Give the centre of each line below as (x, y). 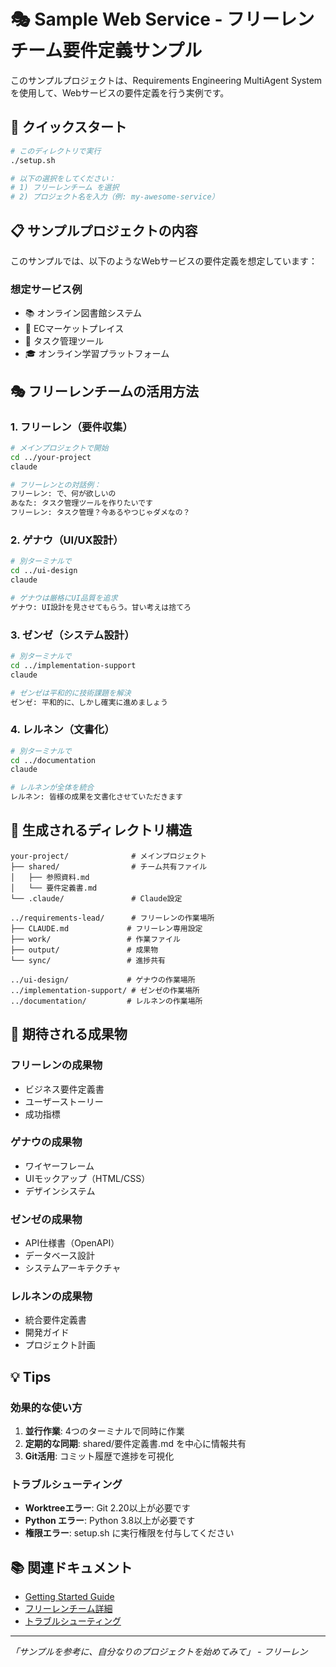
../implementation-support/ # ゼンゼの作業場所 (105, 990)
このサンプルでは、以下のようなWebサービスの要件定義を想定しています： (164, 261)
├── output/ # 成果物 (84, 950)
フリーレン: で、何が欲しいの (63, 494)
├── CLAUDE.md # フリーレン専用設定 (106, 928)
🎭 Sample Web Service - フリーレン (162, 19)
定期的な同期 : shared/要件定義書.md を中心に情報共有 (135, 1444)
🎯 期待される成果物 (69, 1034)
